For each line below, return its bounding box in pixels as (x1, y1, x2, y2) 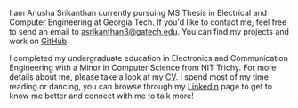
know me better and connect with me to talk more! (9, 90, 194, 101)
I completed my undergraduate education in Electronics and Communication (9, 53, 289, 63)
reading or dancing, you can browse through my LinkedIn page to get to (9, 81, 273, 91)
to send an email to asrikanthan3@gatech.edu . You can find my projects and (9, 27, 289, 36)
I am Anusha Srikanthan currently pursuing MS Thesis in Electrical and (9, 8, 268, 18)
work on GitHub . (9, 35, 69, 46)
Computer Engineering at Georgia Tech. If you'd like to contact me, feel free (9, 17, 287, 27)
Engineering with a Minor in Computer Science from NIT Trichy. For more (9, 62, 277, 73)
